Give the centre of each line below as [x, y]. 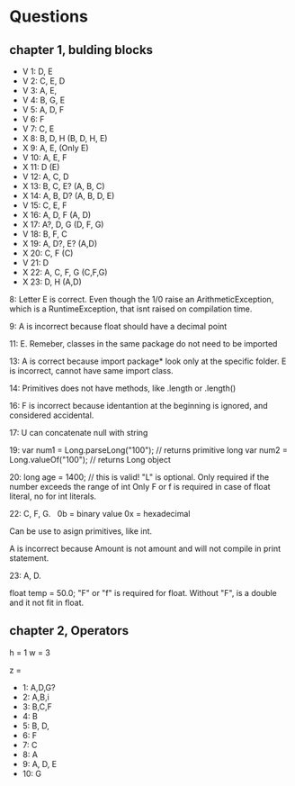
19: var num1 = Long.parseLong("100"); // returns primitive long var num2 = [148, 450]
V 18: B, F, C [45, 234]
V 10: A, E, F [45, 158]
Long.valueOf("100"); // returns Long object [90, 460]
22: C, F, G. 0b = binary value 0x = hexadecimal [100, 514]
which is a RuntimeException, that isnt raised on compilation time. [131, 309]
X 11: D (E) [41, 167]
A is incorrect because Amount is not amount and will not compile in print [145, 548]
